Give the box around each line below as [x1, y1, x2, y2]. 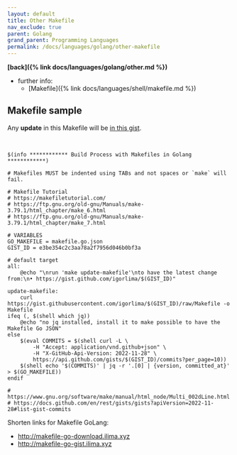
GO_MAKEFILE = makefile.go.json [7, 238, 103, 245]
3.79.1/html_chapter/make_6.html [7, 207, 106, 214]
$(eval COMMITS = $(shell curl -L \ [20, 337, 129, 344]
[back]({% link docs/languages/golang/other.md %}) [7, 63, 168, 71]
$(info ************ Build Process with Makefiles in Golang [7, 150, 192, 158]
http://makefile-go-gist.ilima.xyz [17, 439, 112, 448]
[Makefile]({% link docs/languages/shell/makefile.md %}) [28, 84, 197, 92]
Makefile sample [7, 104, 82, 117]
